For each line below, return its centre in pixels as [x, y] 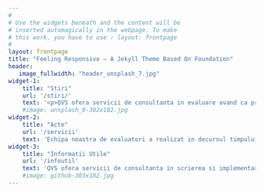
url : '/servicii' [51, 132]
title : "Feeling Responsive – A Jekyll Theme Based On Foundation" [121, 60]
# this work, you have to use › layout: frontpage [93, 37]
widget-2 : [24, 118]
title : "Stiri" [47, 88]
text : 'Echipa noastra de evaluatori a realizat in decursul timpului [140, 139]
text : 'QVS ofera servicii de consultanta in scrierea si [119, 168]
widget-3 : [24, 147]
